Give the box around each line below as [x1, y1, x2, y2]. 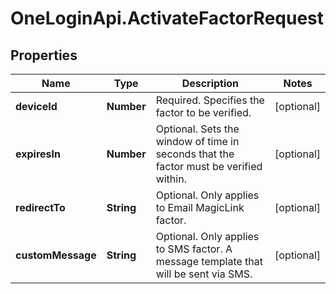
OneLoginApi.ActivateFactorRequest [10, 7, 325, 30]
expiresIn [15, 147, 61, 161]
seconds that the [155, 147, 235, 161]
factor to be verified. [155, 106, 252, 119]
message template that [155, 255, 263, 268]
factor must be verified [155, 160, 263, 173]
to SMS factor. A [155, 242, 233, 256]
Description [181, 77, 240, 90]
